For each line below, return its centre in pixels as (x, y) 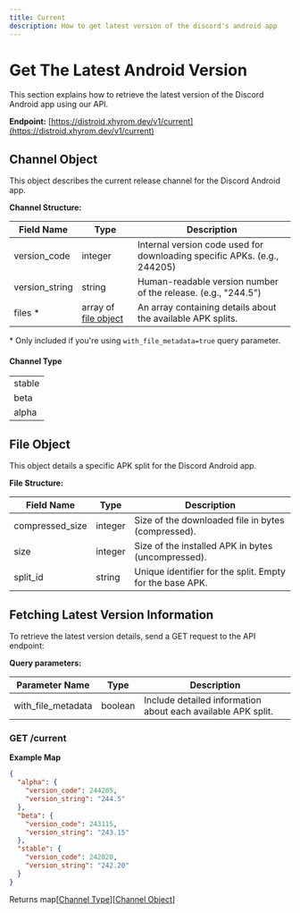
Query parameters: (46, 664)
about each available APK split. (209, 712)
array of (98, 308)
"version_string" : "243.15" (77, 833)
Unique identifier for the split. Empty (210, 571)
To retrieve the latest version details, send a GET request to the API (133, 637)
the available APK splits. (187, 318)
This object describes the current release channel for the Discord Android (145, 181)
